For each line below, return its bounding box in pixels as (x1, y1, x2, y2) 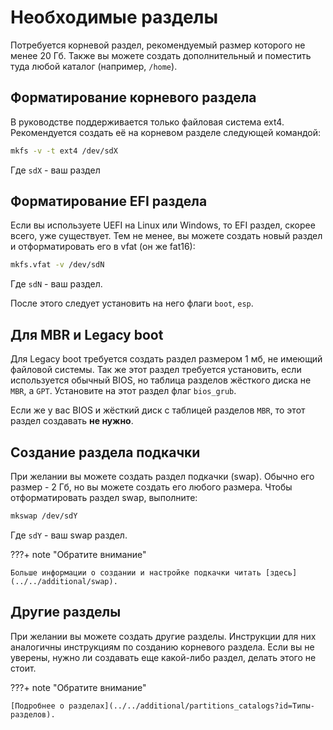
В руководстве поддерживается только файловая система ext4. (10, 116, 285, 128)
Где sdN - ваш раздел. (10, 278, 103, 290)
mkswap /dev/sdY (10, 511, 78, 521)
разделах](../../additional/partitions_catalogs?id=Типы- (68, 701, 315, 711)
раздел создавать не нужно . (10, 415, 134, 427)
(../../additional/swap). (10, 576, 118, 586)
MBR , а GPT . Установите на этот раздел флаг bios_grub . (10, 385, 237, 397)
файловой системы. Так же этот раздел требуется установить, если (10, 364, 302, 376)
